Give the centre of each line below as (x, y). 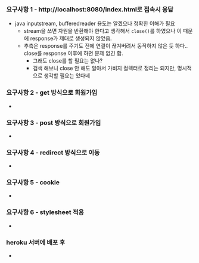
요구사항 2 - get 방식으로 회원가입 (52, 92)
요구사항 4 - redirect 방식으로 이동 (53, 152)
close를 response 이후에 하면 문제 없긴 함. (73, 53)
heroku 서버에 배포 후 (36, 242)
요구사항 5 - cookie (33, 182)
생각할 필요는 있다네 (67, 76)
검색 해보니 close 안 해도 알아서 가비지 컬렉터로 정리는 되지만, (104, 68)
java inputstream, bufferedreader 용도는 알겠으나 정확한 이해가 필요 (95, 24)
